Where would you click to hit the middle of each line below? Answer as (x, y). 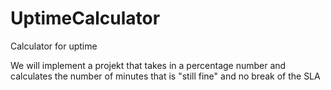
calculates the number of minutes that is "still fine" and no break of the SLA (165, 76)
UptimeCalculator (85, 18)
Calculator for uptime (54, 46)
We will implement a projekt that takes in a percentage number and (148, 65)
